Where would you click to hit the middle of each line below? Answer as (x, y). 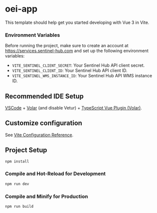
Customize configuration (44, 123)
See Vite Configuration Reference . (39, 135)
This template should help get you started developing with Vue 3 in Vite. (77, 22)
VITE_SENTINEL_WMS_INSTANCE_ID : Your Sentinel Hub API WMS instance (82, 76)
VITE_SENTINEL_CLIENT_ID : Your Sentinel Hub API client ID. (70, 71)
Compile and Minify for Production (47, 196)
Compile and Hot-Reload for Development (55, 174)
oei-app (21, 9)
